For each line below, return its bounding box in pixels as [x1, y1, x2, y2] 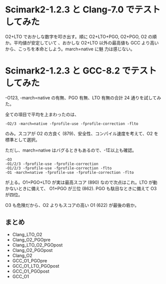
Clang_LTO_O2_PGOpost [12, 242, 63, 248]
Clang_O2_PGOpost [12, 247, 53, 253]
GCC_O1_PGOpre [12, 257, 48, 264]
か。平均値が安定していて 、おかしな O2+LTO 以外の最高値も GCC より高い [5, 40, 159, 45]
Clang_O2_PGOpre [12, 237, 51, 243]
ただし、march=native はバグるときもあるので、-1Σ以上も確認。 [5, 147, 137, 153]
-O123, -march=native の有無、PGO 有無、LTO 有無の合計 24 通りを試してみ [5, 94, 162, 101]
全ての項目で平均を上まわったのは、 [5, 111, 79, 117]
